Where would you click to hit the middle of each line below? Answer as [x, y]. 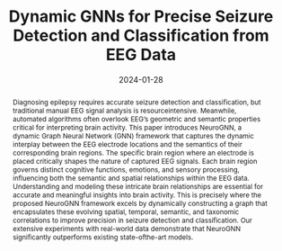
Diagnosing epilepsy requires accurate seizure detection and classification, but [137, 102]
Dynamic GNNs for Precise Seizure [141, 17]
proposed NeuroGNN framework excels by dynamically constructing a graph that [140, 203]
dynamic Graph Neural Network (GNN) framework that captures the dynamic [133, 135]
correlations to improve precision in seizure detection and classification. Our [132, 220]
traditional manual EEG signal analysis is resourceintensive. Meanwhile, [124, 110]
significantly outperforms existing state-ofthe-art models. [103, 237]
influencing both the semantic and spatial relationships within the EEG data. [131, 178]
